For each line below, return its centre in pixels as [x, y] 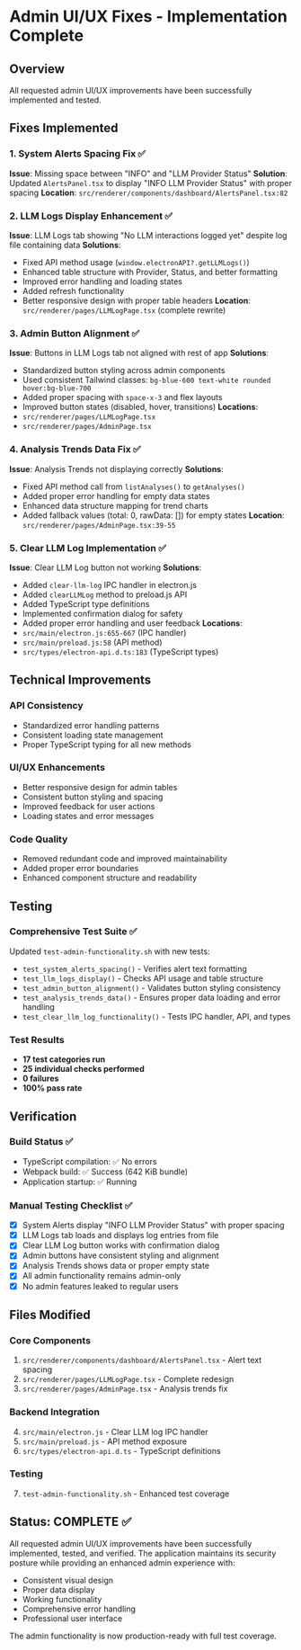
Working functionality [62, 1599]
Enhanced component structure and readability [110, 878]
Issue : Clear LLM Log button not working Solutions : [106, 567]
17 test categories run [64, 1059]
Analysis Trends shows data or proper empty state [115, 1266]
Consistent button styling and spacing [93, 797]
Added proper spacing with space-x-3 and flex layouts [122, 397]
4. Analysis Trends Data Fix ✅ [75, 450]
